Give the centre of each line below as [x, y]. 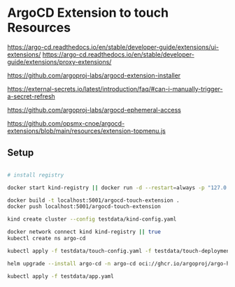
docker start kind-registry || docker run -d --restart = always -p [106, 187]
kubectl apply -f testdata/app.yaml [60, 276]
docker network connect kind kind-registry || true [84, 232]
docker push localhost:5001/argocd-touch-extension [84, 207]
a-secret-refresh [31, 96]
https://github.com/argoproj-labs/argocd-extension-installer [94, 75]
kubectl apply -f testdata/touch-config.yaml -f [79, 251]
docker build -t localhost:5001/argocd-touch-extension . [93, 200]
